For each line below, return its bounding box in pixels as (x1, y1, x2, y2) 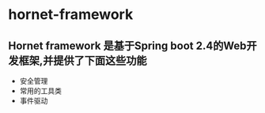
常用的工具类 (19, 86, 62, 96)
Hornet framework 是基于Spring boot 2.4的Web (8, 39, 247, 52)
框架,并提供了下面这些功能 (18, 54, 148, 67)
